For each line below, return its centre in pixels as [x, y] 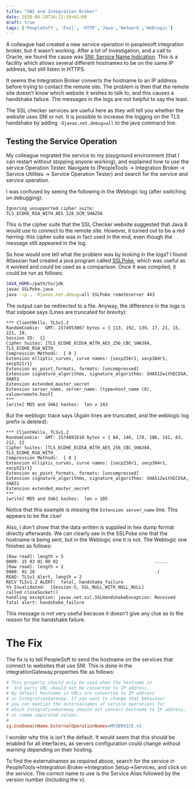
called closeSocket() [32, 592]
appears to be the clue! [34, 515]
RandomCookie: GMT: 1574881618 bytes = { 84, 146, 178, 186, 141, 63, [95, 437]
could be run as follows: [35, 273]
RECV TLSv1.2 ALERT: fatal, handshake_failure [65, 582]
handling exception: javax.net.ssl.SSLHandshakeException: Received [91, 597]
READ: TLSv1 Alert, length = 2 [44, 577]
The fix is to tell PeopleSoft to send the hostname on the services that [90, 659]
